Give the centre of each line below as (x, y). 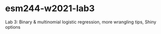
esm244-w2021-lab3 (50, 8)
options (13, 27)
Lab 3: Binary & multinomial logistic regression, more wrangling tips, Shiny (81, 22)
